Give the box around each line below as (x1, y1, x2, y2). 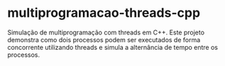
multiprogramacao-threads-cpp (7, 5, 201, 21)
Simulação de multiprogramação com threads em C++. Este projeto (7, 28, 204, 37)
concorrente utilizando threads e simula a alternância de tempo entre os (7, 43, 219, 51)
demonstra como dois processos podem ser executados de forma (7, 35, 201, 44)
